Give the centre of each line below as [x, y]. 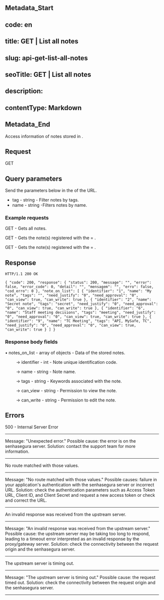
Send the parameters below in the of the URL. [51, 191]
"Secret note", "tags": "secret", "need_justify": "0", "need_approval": [82, 304]
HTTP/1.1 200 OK [21, 274]
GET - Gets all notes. [26, 228]
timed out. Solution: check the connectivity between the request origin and [80, 583]
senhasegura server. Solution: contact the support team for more [70, 446]
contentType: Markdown [43, 108]
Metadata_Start [29, 8]
